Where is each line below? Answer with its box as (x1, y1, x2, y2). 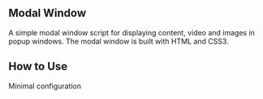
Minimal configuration (8, 80, 82, 91)
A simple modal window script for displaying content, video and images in (8, 27, 256, 37)
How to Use (8, 60, 68, 73)
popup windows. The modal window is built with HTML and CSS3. (8, 36, 229, 46)
